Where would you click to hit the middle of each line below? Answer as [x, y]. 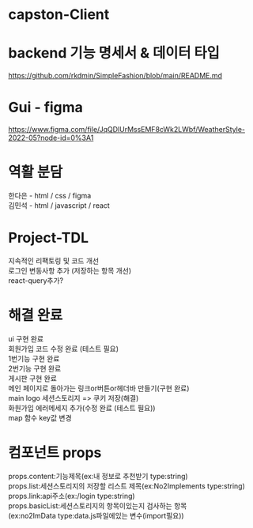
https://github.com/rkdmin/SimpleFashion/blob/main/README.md [115, 76]
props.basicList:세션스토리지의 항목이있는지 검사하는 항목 [98, 505]
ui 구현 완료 [26, 338]
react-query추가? [36, 280]
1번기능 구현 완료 [34, 358]
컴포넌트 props [55, 453]
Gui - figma [45, 107]
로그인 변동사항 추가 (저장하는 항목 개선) [70, 270]
